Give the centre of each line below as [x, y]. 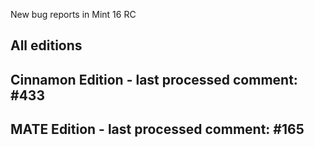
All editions [46, 45]
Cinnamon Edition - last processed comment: [154, 79]
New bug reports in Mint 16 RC [73, 14]
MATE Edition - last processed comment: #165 [157, 129]
